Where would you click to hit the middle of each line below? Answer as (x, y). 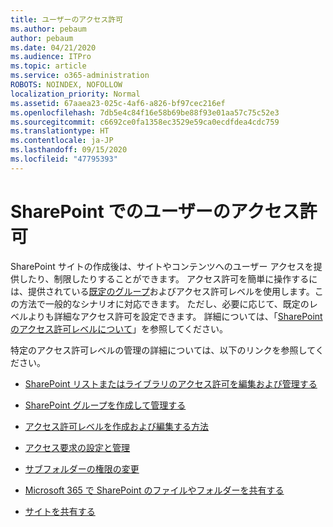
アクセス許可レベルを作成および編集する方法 (117, 426)
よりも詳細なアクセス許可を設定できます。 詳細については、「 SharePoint (175, 316)
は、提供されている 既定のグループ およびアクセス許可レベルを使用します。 (162, 291)
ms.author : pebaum (48, 29)
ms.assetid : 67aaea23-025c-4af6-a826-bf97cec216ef (118, 103)
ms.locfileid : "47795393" (64, 159)
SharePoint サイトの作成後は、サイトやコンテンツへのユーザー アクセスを (162, 266)
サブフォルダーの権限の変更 (82, 468)
